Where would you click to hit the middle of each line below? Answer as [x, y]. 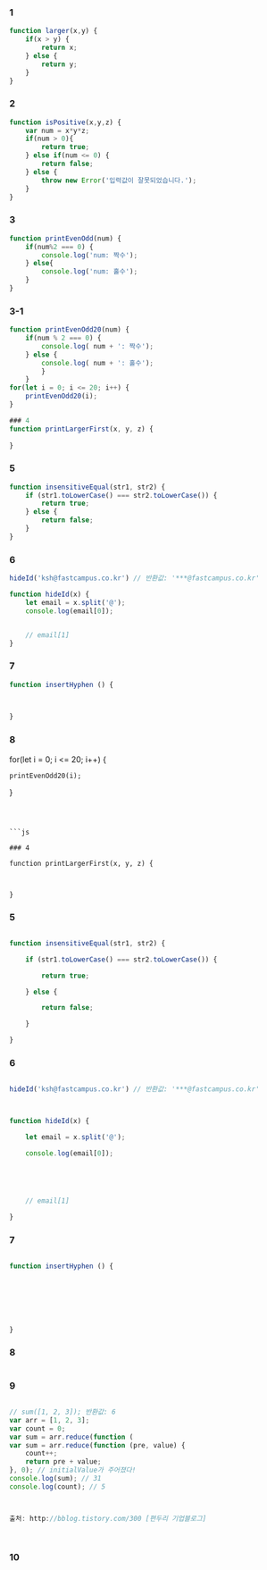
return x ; [59, 48]
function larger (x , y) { [54, 31]
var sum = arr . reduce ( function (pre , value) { [97, 1445]
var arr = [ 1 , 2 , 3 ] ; [50, 1420]
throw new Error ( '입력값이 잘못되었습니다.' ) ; [119, 181]
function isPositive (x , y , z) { [66, 122]
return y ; [59, 64]
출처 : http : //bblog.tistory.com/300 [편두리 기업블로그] [108, 1518]
